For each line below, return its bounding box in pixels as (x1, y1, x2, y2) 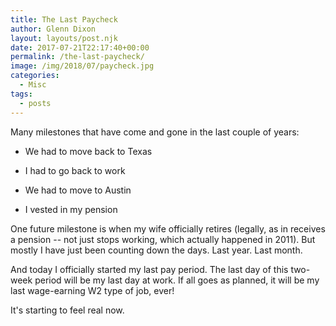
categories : (10, 71, 60, 81)
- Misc (19, 80, 47, 90)
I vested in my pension (24, 203, 118, 215)
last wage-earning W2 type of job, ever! (10, 284, 175, 296)
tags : (10, 89, 33, 99)
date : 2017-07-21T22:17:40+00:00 (10, 42, 150, 53)
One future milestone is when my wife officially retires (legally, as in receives (10, 222, 326, 235)
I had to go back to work (24, 164, 126, 176)
